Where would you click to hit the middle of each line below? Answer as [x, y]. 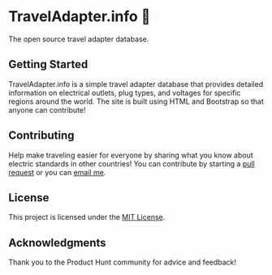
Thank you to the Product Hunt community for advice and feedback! [123, 262]
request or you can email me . [57, 172]
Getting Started [48, 64]
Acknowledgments [58, 243]
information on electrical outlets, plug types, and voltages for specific [125, 92]
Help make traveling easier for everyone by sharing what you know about [131, 155]
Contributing [41, 136]
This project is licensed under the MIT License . [87, 217]
